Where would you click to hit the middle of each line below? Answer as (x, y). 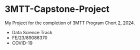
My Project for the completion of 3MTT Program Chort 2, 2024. (70, 23)
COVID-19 (22, 43)
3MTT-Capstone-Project (57, 9)
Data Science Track (32, 32)
